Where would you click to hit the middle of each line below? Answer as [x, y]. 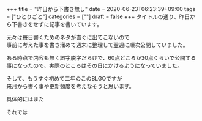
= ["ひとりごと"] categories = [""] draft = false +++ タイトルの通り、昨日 [98, 16]
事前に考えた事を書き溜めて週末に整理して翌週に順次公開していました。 [97, 45]
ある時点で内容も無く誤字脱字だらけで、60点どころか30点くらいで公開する [101, 58]
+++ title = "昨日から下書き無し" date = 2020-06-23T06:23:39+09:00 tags [101, 9]
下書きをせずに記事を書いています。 [57, 24]
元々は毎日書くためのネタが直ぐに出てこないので [68, 37]
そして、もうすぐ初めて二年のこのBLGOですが [64, 79]
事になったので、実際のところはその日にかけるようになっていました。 [95, 65]
